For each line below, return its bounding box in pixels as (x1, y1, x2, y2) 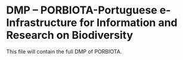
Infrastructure (6, 16, 77, 29)
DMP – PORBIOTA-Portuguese (6, 4, 158, 17)
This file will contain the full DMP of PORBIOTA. (6, 48, 122, 55)
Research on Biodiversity (6, 29, 133, 42)
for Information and (79, 16, 178, 29)
